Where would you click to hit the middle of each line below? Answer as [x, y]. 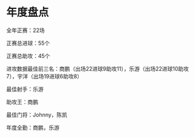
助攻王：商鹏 [22, 102]
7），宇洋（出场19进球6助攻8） [45, 76]
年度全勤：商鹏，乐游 [33, 127]
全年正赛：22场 [26, 30]
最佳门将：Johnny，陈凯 [37, 115]
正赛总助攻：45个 [28, 56]
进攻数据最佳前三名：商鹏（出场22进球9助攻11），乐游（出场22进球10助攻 [97, 68]
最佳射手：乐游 [25, 89]
